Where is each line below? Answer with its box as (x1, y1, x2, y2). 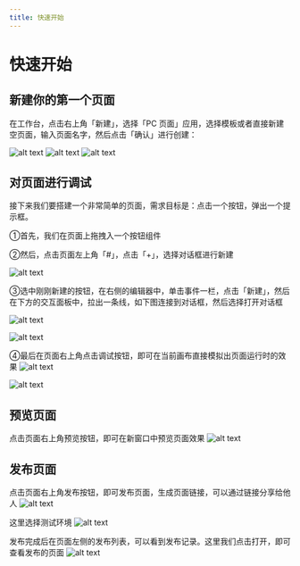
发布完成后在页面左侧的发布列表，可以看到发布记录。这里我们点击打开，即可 (9, 537, 291, 547)
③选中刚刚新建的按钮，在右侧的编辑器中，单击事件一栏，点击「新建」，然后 (9, 286, 290, 296)
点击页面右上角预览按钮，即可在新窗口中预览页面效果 (9, 433, 205, 444)
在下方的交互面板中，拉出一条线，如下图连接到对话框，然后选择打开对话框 (9, 296, 283, 308)
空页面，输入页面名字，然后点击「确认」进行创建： (9, 129, 197, 139)
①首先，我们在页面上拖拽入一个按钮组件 (9, 230, 162, 241)
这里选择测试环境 (9, 517, 72, 528)
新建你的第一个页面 (9, 93, 115, 108)
